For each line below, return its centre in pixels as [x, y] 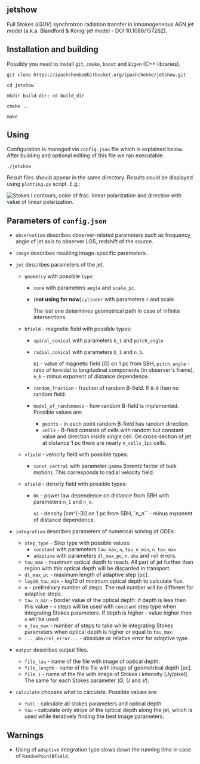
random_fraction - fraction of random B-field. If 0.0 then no [106, 388]
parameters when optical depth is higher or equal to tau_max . [99, 632]
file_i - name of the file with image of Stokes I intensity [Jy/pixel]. [106, 674]
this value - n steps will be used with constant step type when [100, 607]
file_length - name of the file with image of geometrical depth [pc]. [108, 668]
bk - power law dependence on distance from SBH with [101, 496]
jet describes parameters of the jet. [60, 265]
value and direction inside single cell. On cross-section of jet [117, 436]
